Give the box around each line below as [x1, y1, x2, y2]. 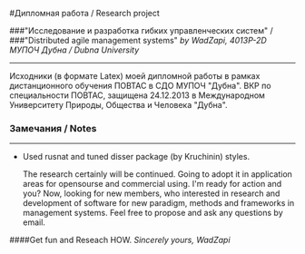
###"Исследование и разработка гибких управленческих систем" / [9, 25, 274, 35]
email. [22, 217, 45, 228]
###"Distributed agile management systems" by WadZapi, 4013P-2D [9, 35, 268, 45]
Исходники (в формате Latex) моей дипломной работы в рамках [9, 71, 261, 81]
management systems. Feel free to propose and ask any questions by [22, 208, 283, 219]
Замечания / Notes [9, 122, 97, 134]
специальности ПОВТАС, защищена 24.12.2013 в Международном [9, 90, 266, 101]
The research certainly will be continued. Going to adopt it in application [22, 169, 293, 180]
